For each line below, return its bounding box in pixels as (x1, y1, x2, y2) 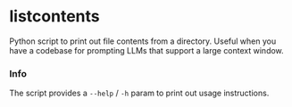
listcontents (9, 6, 100, 27)
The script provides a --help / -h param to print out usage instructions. (9, 87, 270, 99)
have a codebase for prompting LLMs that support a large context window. (9, 45, 284, 55)
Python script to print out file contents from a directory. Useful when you (9, 36, 277, 46)
